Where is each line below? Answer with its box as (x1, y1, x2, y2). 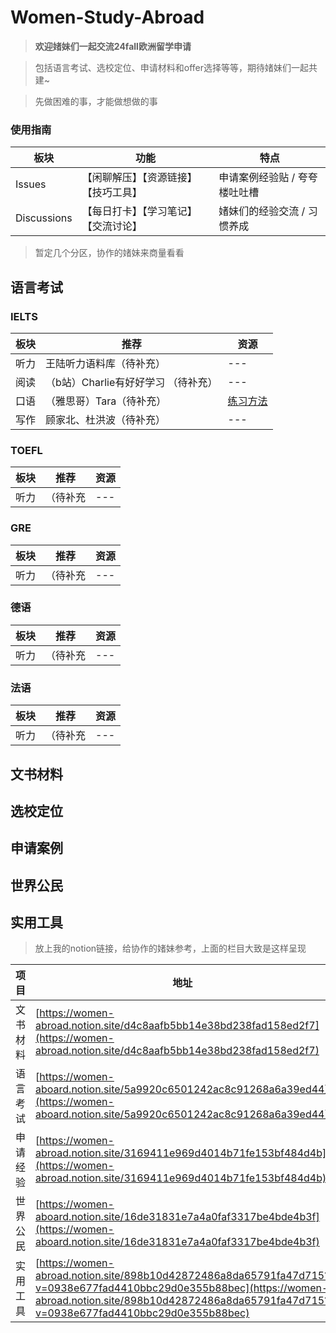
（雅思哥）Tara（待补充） (45, 394, 167, 408)
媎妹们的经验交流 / (218, 204, 306, 218)
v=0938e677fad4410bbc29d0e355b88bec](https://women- (35, 1281, 329, 1295)
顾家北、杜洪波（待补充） (45, 412, 167, 426)
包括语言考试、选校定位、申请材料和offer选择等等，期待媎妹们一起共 (34, 61, 318, 73)
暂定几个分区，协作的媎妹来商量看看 (34, 247, 185, 259)
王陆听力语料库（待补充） (45, 356, 167, 370)
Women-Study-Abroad (10, 6, 205, 29)
